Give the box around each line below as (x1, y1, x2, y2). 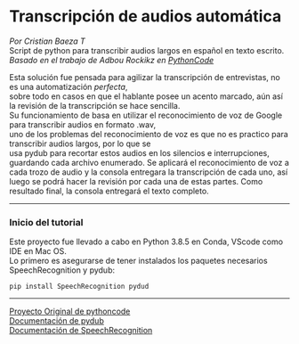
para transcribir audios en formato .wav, (9, 119, 157, 130)
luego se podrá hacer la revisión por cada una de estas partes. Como (9, 176, 263, 186)
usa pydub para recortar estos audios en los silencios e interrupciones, (9, 147, 270, 158)
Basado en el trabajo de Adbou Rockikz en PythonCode (9, 54, 214, 65)
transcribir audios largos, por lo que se (9, 138, 151, 149)
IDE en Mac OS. (9, 246, 67, 257)
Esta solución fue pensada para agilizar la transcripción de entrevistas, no (9, 71, 280, 82)
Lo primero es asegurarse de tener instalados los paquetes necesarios (9, 256, 269, 266)
